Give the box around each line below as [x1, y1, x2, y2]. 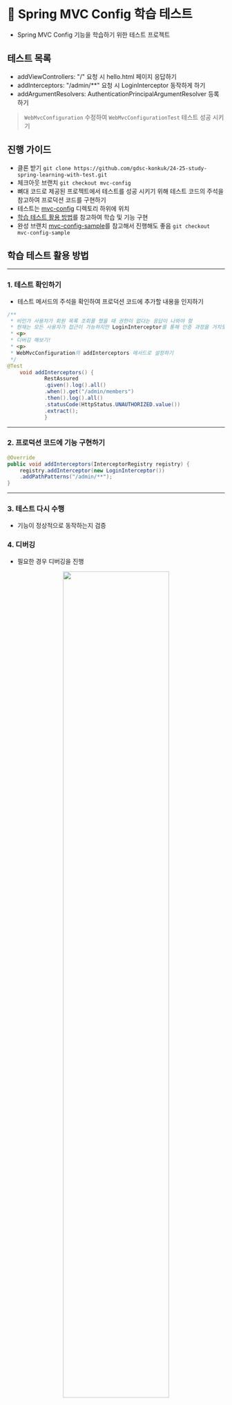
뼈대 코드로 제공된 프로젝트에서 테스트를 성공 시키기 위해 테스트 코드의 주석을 [17, 187, 224, 195]
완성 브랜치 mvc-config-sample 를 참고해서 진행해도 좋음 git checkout [17, 221, 211, 230]
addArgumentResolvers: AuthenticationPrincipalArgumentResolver [17, 89, 207, 98]
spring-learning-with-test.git [17, 171, 108, 178]
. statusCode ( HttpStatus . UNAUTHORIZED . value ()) [43, 401, 181, 408]
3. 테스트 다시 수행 [7, 504, 65, 514]
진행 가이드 [7, 144, 52, 156]
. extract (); [43, 407, 79, 414]
